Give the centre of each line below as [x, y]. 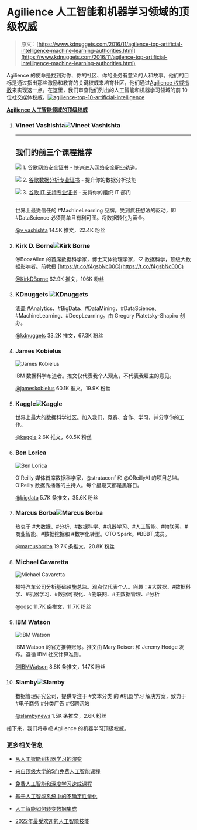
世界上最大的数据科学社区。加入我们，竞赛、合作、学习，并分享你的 [97, 417]
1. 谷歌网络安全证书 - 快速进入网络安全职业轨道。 [82, 167]
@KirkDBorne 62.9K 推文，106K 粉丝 [60, 279]
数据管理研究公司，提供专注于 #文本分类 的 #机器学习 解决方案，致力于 [101, 696]
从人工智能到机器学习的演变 [49, 759]
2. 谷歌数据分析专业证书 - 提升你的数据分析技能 [80, 180]
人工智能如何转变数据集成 [46, 809]
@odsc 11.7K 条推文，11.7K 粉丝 [53, 607]
